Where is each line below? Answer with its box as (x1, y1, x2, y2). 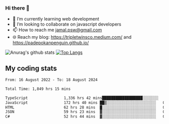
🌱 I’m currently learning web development (12, 16, 100, 22)
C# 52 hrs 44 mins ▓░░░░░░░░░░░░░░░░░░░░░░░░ (5, 114, 156, 119)
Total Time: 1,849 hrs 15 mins (5, 86, 71, 91)
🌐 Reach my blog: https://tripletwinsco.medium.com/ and (12, 34, 132, 40)
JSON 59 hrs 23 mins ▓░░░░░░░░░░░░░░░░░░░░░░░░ (5, 109, 156, 114)
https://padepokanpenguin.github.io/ (12, 40, 89, 46)
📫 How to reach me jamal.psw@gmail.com (12, 27, 102, 33)
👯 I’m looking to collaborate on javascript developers (12, 21, 122, 27)
